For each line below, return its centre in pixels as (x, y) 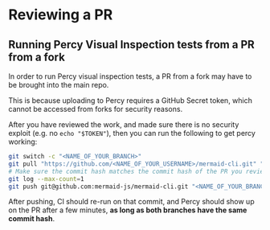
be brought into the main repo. (59, 85)
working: (23, 142)
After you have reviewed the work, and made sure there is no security (124, 125)
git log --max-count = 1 (46, 179)
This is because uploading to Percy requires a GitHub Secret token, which (131, 101)
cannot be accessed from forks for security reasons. (96, 109)
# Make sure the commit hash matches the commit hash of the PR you (125, 171)
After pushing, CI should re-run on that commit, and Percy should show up (131, 202)
